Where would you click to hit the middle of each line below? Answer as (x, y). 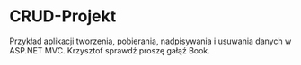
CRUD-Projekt (63, 16)
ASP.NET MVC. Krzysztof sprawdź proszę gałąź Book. (110, 50)
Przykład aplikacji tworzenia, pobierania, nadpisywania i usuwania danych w (150, 41)
